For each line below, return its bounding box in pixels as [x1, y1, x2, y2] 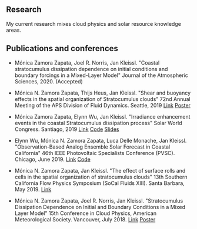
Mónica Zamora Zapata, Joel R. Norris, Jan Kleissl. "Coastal [14, 59, 160, 66]
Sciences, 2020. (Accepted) [14, 78, 84, 85]
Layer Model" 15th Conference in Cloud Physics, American [14, 210, 157, 217]
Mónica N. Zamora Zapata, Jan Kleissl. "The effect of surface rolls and [14, 167, 186, 174]
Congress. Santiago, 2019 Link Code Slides [14, 126, 119, 133]
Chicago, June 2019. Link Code [14, 156, 91, 163]
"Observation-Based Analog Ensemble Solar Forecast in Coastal [14, 143, 171, 150]
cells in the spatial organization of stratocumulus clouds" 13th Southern [14, 173, 188, 180]
